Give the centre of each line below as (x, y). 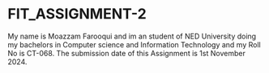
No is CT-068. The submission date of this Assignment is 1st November (127, 53)
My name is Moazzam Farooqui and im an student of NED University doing (132, 36)
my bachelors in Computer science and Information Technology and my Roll (134, 44)
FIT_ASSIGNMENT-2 (77, 14)
